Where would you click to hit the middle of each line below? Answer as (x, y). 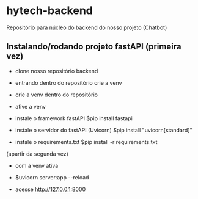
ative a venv (30, 106)
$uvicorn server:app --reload (52, 177)
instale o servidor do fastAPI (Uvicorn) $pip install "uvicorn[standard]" (104, 130)
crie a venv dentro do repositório (56, 95)
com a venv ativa (37, 165)
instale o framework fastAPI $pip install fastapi (74, 118)
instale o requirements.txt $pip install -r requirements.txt (86, 142)
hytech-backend (50, 11)
